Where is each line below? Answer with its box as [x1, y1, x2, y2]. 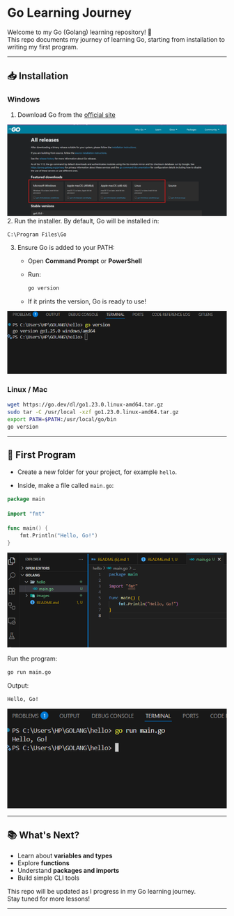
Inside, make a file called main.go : [17, 481, 114, 489]
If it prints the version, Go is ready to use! [27, 297, 146, 306]
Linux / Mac [7, 385, 48, 395]
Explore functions [17, 858, 70, 867]
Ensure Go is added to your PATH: [17, 244, 115, 252]
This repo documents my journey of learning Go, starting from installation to [7, 35, 225, 43]
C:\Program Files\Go [7, 231, 68, 238]
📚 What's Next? [7, 830, 80, 842]
